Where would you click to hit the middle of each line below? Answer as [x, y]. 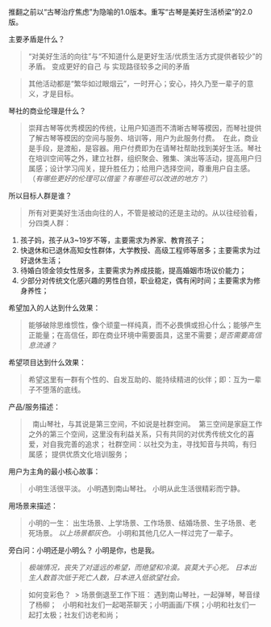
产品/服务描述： [35, 407]
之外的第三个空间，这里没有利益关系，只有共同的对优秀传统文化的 [138, 434]
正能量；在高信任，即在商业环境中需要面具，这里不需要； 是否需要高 [141, 335]
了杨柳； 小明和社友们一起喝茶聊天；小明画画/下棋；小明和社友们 [138, 605]
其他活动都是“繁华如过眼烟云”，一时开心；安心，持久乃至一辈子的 [138, 84]
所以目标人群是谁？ [40, 196]
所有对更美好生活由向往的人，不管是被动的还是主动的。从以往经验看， [145, 213]
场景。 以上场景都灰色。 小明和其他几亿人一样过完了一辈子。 [136, 533]
